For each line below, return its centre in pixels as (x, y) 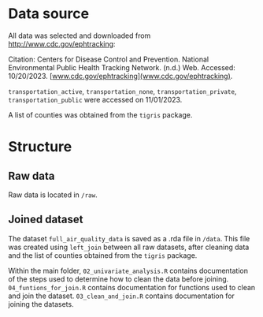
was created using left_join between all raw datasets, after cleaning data (129, 247)
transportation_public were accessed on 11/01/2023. (95, 99)
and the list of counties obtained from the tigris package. (103, 255)
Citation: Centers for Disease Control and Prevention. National (109, 59)
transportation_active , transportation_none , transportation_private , (122, 91)
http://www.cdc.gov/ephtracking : (62, 43)
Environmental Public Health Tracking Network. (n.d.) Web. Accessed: (122, 67)
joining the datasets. (41, 304)
